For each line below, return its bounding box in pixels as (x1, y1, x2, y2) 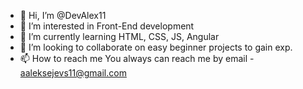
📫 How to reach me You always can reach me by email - (19, 53, 255, 64)
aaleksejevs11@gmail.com (19, 67, 127, 79)
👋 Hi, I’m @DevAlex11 (19, 10, 107, 21)
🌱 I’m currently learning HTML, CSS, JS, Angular (19, 31, 220, 42)
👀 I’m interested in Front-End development (19, 20, 195, 32)
